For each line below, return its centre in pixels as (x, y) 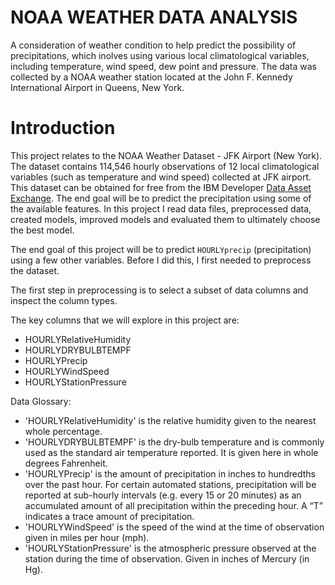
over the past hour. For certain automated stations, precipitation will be (170, 484)
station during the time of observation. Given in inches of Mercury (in (167, 558)
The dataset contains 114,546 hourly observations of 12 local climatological (165, 166)
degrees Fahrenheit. (66, 463)
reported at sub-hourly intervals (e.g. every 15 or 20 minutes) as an (163, 495)
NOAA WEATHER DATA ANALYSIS (154, 17)
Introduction (63, 128)
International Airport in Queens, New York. (97, 87)
